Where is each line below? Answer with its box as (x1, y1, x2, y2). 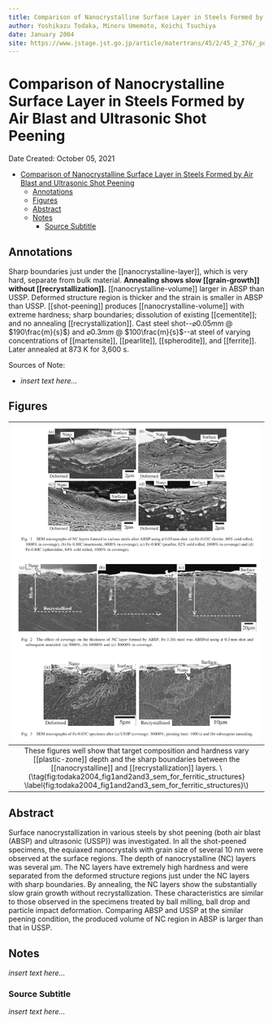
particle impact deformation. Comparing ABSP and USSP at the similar (8, 906, 244, 916)
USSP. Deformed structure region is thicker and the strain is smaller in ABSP (8, 293, 263, 302)
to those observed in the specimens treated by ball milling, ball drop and (8, 897, 250, 907)
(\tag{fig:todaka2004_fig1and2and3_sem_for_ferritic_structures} (28, 772, 245, 781)
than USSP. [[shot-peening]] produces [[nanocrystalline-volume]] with (8, 301, 245, 311)
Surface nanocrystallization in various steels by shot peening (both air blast (8, 828, 262, 837)
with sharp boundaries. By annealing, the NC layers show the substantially (8, 880, 258, 890)
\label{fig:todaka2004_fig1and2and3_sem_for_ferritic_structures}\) (24, 780, 249, 790)
